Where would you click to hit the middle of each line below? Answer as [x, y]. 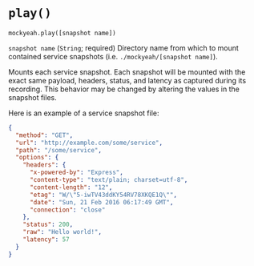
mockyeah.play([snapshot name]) [62, 33]
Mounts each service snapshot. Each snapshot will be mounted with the [127, 72]
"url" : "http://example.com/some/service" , [89, 143]
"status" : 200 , [48, 225]
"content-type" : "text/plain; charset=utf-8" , [109, 180]
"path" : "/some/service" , [59, 150]
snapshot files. [33, 97]
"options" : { [37, 158]
